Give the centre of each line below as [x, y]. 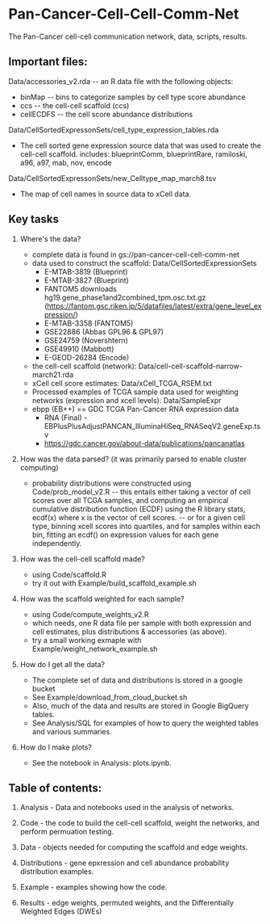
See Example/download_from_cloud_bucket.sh [110, 697]
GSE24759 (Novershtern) [86, 340]
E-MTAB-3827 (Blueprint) [86, 280]
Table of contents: [55, 788]
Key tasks [33, 219]
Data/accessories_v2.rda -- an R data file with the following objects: [121, 81]
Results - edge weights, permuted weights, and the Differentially [127, 903]
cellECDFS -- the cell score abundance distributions [106, 114]
